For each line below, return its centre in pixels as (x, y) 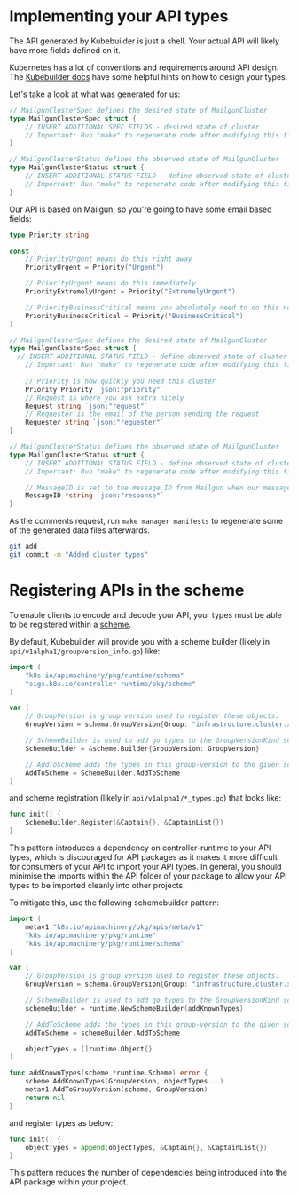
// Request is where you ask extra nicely (105, 398)
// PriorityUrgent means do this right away (109, 259)
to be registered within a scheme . (70, 624)
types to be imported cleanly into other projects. (98, 885)
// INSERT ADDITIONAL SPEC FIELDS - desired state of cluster (142, 127)
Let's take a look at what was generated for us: (95, 94)
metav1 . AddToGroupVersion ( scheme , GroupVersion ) (117, 1090)
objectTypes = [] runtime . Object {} (89, 1049)
